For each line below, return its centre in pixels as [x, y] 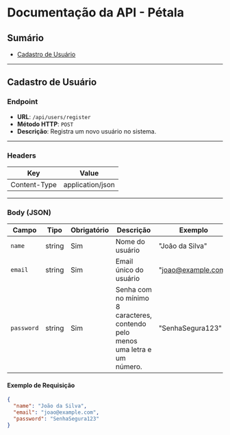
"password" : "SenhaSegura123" [56, 419]
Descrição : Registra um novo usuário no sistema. [87, 131]
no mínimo [132, 298]
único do [129, 270]
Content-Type [34, 184]
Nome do [130, 242]
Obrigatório [90, 230]
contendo [131, 324]
